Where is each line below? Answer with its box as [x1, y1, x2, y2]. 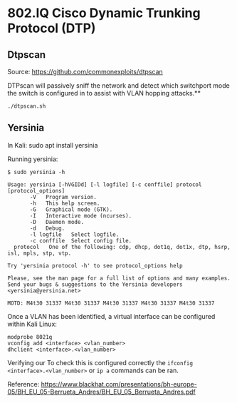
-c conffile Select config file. [29, 237, 132, 244]
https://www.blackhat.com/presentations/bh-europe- [41, 379, 197, 388]
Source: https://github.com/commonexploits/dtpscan [7, 68, 164, 76]
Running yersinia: [7, 155, 58, 163]
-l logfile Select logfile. [29, 230, 120, 238]
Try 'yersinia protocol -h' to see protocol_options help [7, 262, 183, 269]
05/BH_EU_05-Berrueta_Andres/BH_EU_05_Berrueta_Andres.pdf [7, 387, 196, 396]
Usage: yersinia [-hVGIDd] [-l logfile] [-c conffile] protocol [7, 180, 202, 188]
